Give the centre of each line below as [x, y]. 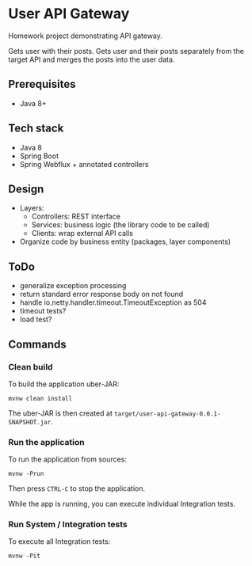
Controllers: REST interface [76, 217]
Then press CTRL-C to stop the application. [77, 488]
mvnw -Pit [25, 556]
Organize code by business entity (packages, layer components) [125, 241]
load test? [36, 319]
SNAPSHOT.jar [30, 422]
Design [26, 189]
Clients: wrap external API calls [82, 234]
